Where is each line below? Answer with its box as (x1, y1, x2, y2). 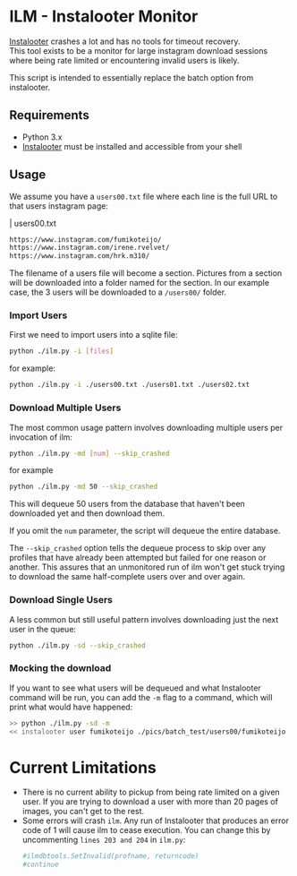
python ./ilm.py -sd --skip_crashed (9, 640, 146, 650)
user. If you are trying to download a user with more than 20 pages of (21, 796, 279, 807)
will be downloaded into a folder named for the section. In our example (9, 278, 270, 288)
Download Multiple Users (9, 401, 122, 414)
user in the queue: (9, 623, 77, 634)
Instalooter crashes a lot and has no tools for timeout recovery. (9, 36, 241, 47)
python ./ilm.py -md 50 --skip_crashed (9, 482, 158, 492)
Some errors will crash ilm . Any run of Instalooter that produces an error (21, 815, 289, 826)
